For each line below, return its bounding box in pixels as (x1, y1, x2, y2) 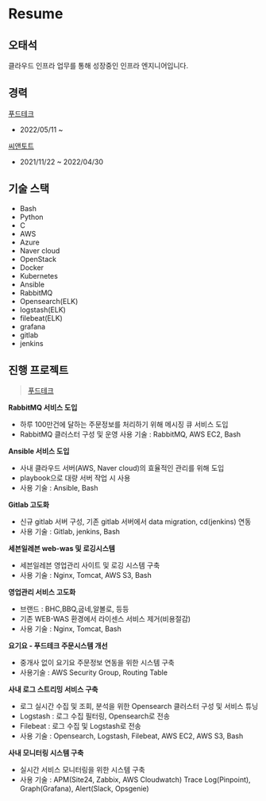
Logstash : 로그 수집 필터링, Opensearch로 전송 (19, 711, 171, 721)
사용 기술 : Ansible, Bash (19, 483, 98, 493)
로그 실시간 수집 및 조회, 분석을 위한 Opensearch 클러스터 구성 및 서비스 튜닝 (19, 702, 259, 711)
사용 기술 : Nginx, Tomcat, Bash (19, 624, 121, 633)
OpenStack (19, 254, 57, 264)
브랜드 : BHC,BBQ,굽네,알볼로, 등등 (19, 604, 129, 614)
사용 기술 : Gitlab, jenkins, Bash (19, 527, 121, 537)
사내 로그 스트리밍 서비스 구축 (8, 684, 98, 695)
